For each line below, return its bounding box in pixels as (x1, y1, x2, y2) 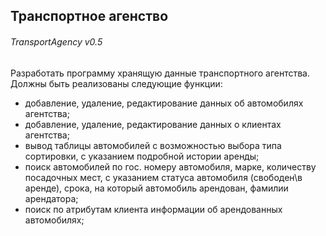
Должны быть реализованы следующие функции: (10, 77, 223, 89)
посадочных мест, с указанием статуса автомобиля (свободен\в (24, 171, 303, 183)
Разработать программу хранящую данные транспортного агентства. (10, 67, 311, 79)
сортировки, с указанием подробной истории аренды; (24, 150, 260, 162)
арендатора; (24, 192, 79, 204)
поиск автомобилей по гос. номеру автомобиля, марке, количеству (24, 160, 317, 173)
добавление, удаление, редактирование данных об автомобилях (24, 97, 304, 109)
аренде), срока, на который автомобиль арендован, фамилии (24, 182, 289, 194)
